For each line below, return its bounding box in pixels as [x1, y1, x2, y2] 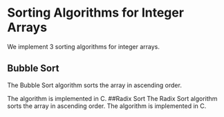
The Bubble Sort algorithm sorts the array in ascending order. [7, 81, 182, 89]
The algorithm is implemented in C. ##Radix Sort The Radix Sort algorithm [7, 94, 218, 102]
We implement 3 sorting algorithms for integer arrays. [7, 42, 160, 51]
